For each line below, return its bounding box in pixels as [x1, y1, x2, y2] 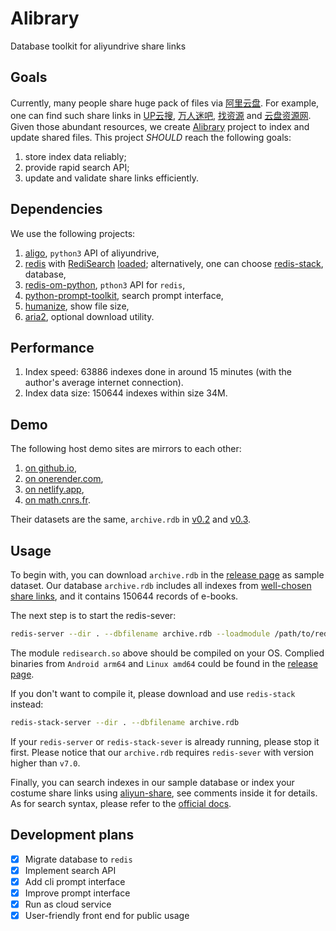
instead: [10, 698, 44, 710]
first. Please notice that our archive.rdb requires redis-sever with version [10, 746, 315, 758]
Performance [10, 339, 95, 356]
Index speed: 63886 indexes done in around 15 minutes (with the [24, 366, 292, 378]
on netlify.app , [24, 483, 85, 496]
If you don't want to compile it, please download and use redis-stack [10, 687, 296, 699]
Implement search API [24, 864, 117, 876]
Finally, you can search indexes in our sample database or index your [10, 776, 295, 788]
